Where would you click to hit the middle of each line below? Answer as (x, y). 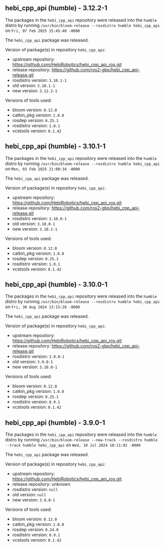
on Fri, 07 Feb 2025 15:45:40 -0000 (43, 30)
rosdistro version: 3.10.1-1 (39, 80)
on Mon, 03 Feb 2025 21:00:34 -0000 (43, 169)
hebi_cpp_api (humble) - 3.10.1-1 (55, 146)
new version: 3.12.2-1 (35, 90)
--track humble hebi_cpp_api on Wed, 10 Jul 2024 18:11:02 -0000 (73, 445)
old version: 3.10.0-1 (33, 224)
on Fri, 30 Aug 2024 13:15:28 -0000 (43, 307)
